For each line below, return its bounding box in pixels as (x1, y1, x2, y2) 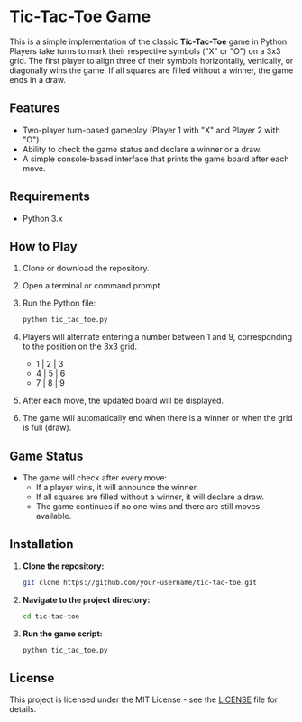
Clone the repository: (22, 561, 105, 571)
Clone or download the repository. (22, 263, 151, 274)
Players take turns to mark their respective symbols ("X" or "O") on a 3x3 (9, 45, 281, 56)
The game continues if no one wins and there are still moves (35, 501, 261, 512)
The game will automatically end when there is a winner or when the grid (22, 413, 293, 424)
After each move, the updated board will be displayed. (22, 395, 224, 407)
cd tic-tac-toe (22, 611, 80, 621)
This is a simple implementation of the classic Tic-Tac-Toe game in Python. (9, 36, 290, 47)
